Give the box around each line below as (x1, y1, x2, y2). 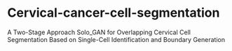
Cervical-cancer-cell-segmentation (7, 5, 220, 21)
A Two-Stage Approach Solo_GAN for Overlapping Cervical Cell (7, 28, 191, 36)
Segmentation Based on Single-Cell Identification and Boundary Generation (7, 35, 226, 43)
